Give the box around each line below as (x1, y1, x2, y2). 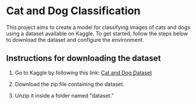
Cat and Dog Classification (6, 4, 141, 18)
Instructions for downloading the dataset (6, 53, 162, 63)
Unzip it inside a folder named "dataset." (14, 92, 114, 99)
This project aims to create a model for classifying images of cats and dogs (6, 24, 191, 31)
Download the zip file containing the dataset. (14, 80, 125, 87)
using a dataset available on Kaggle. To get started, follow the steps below (6, 30, 188, 37)
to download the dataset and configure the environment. (6, 36, 144, 43)
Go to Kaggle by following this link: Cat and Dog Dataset (14, 69, 153, 76)
